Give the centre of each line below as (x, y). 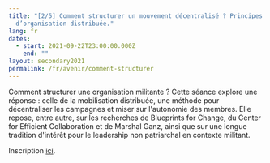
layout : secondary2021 (47, 62)
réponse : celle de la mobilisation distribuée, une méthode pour (114, 100)
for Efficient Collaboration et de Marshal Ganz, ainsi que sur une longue (128, 126)
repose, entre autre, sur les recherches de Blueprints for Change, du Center (135, 118)
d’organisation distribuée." (65, 24)
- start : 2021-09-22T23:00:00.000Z (76, 46)
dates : (19, 39)
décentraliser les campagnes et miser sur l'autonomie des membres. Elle (130, 109)
